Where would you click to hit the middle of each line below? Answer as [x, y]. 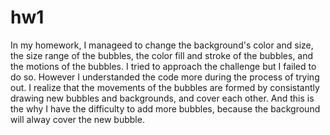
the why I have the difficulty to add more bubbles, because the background [165, 108]
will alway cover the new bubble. [77, 119]
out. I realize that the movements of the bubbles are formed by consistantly [165, 87]
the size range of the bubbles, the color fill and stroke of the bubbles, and [162, 55]
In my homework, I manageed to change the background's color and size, [162, 45]
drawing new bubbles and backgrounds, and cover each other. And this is [162, 98]
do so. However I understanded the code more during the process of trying [165, 77]
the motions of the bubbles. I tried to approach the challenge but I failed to [163, 66]
